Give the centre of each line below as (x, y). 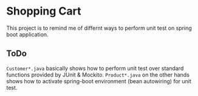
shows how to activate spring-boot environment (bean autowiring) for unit (99, 81)
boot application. (27, 34)
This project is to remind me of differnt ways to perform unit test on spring (99, 28)
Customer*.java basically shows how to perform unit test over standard (95, 68)
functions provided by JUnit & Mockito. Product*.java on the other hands (98, 75)
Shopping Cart (44, 11)
